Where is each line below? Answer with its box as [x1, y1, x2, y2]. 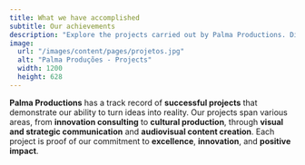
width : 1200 [17, 64, 64, 73]
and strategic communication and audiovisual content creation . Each [9, 126, 275, 137]
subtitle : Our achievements [9, 22, 116, 31]
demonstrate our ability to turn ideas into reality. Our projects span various [9, 106, 288, 118]
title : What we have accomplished [9, 13, 141, 23]
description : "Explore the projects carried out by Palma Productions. [9, 30, 286, 39]
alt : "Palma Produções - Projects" [17, 55, 152, 64]
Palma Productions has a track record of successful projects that [9, 97, 258, 108]
